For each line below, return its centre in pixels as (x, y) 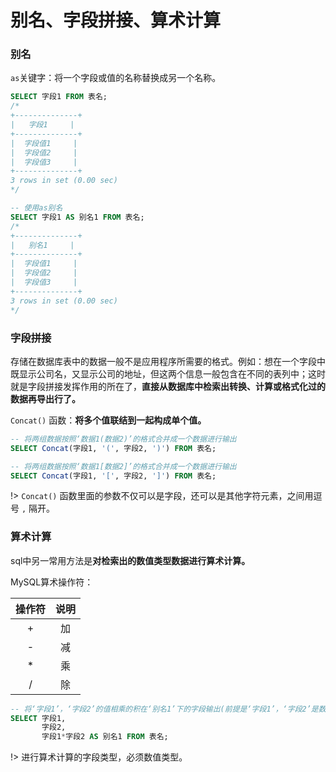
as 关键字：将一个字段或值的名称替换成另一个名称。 (116, 78)
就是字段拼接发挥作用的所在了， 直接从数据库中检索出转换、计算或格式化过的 (168, 386)
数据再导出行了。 (45, 398)
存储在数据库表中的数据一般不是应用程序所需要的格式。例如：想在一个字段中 (168, 361)
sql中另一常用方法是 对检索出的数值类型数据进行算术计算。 (130, 560)
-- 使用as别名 (36, 208)
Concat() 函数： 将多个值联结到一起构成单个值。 (108, 420)
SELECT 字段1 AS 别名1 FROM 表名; (77, 217)
